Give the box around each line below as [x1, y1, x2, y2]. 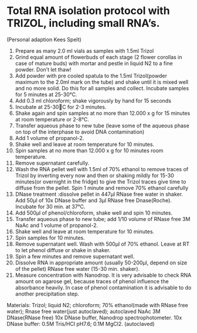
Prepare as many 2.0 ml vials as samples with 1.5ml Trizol [15, 47, 154, 54]
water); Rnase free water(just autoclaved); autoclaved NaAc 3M [6, 308, 161, 315]
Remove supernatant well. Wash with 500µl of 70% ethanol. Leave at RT [15, 240, 190, 247]
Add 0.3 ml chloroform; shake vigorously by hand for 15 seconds [15, 97, 172, 104]
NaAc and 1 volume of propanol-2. [15, 222, 98, 229]
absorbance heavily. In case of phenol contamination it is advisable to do [15, 284, 192, 291]
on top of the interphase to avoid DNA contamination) [15, 128, 145, 135]
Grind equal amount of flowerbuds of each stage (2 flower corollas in [15, 53, 182, 60]
